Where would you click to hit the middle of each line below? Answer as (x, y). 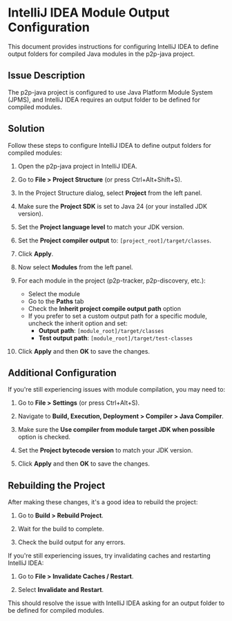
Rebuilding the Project (57, 485)
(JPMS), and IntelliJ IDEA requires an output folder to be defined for (104, 99)
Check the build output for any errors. (71, 542)
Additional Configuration (62, 373)
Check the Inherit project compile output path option (105, 308)
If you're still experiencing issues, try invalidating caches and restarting (109, 556)
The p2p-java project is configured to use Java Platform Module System (110, 92)
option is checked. (44, 437)
